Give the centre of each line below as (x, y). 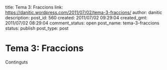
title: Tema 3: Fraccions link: (34, 7)
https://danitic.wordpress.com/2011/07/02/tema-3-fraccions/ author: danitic (84, 12)
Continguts (17, 62)
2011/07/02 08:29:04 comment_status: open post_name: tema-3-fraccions (82, 23)
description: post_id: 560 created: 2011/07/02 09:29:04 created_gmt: (76, 18)
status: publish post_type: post (37, 28)
